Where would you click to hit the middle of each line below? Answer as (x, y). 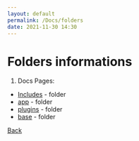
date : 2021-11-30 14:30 (42, 27)
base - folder (36, 117)
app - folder (35, 102)
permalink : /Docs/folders (45, 20)
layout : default (31, 14)
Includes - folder (42, 95)
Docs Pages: (36, 81)
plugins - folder (40, 109)
